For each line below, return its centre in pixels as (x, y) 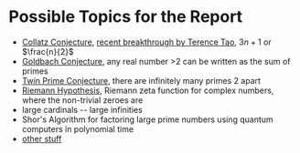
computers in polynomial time (78, 128)
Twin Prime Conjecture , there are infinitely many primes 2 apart (141, 80)
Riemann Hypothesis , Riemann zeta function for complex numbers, (148, 90)
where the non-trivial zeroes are (82, 100)
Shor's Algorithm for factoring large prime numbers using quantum (147, 119)
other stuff (42, 138)
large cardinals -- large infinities (82, 109)
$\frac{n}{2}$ (48, 51)
